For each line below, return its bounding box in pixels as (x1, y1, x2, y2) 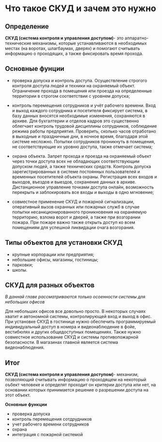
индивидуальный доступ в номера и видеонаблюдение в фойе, (5, 324, 136, 330)
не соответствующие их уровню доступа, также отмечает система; (12, 144, 153, 150)
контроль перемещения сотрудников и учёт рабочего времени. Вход (12, 102, 156, 108)
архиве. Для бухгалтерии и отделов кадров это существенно (12, 118, 139, 124)
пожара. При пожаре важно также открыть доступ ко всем (12, 219, 135, 225)
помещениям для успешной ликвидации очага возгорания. (12, 224, 135, 230)
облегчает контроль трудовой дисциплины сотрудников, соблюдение (12, 123, 157, 129)
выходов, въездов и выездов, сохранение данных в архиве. (12, 179, 136, 185)
